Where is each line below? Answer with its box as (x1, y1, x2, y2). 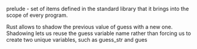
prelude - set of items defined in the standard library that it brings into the (6, 5, 189, 12)
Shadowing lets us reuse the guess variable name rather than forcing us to (6, 30, 192, 37)
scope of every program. (6, 11, 68, 19)
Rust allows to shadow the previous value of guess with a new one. (6, 24, 173, 30)
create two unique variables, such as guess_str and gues (6, 36, 148, 43)
